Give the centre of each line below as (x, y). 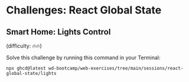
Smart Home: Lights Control (58, 32)
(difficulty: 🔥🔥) (24, 46)
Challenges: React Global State (84, 10)
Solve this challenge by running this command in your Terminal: (83, 57)
